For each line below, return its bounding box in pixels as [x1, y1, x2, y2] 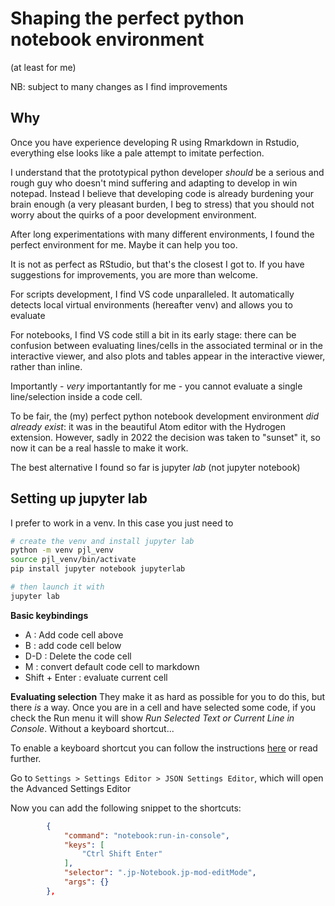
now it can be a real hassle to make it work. [10, 442, 189, 454]
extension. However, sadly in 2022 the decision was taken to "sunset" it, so [10, 431, 321, 443]
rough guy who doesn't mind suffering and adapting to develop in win [10, 177, 298, 189]
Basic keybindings [10, 609, 89, 621]
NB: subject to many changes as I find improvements [10, 80, 228, 92]
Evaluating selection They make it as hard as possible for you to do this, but [10, 690, 326, 702]
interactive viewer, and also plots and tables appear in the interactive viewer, [10, 350, 326, 362]
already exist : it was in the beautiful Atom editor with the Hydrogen [10, 420, 287, 432]
